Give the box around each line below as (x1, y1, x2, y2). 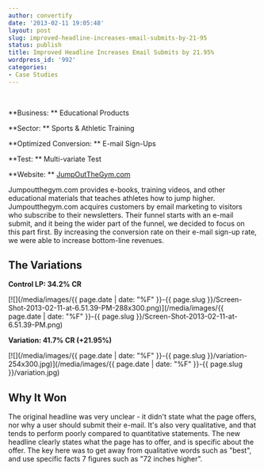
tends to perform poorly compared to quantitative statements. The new (8, 429, 240, 438)
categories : (8, 64, 48, 71)
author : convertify (8, 11, 73, 20)
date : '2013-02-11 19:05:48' (8, 19, 105, 27)
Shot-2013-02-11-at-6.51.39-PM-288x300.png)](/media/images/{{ (8, 303, 224, 313)
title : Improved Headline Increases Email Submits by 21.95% (8, 48, 215, 56)
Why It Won (8, 391, 67, 404)
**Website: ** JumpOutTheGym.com (8, 169, 131, 179)
